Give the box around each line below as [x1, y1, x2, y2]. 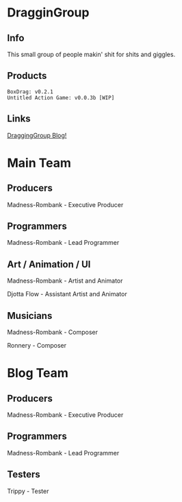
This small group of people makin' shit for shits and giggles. [7, 50, 176, 58]
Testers [7, 468, 40, 481]
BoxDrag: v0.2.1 [7, 88, 53, 95]
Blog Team [7, 366, 68, 381]
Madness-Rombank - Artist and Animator [7, 276, 123, 285]
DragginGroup [7, 5, 90, 21]
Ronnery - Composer [7, 342, 67, 350]
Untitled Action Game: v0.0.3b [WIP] [7, 94, 115, 101]
